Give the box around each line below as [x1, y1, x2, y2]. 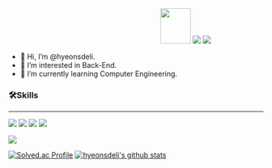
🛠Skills [8, 89, 39, 100]
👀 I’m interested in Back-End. [19, 61, 117, 69]
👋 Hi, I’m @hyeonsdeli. [19, 52, 96, 61]
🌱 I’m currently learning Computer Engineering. [19, 69, 178, 78]
